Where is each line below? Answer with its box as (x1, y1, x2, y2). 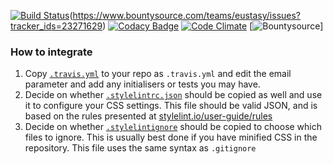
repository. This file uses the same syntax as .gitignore (24, 142, 257, 154)
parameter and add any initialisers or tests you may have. (24, 78, 261, 90)
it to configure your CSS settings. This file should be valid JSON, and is (24, 100, 318, 112)
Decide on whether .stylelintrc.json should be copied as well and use (24, 89, 323, 101)
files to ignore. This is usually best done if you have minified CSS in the (24, 131, 318, 144)
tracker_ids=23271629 (10, 20, 103, 32)
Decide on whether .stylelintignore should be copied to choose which (24, 121, 323, 133)
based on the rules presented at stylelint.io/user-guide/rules (24, 110, 273, 122)
